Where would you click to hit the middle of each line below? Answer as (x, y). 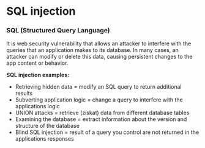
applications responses (45, 139)
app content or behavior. (37, 63)
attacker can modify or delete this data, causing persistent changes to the (99, 57)
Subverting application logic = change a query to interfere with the (99, 100)
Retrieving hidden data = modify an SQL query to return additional (98, 87)
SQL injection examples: (38, 75)
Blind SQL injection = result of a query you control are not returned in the (107, 132)
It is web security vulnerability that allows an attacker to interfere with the (99, 43)
